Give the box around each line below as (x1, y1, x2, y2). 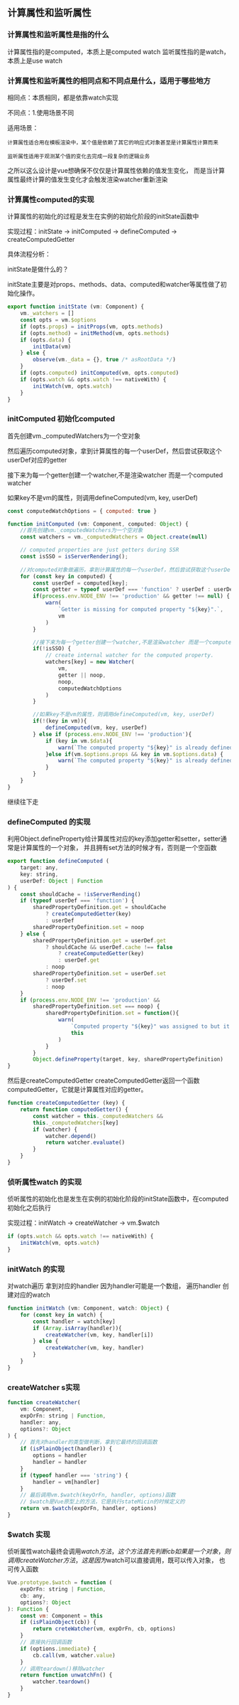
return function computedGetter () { (20, 1106, 129, 1113)
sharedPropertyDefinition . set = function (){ (45, 1009, 179, 1017)
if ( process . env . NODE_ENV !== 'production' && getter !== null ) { (33, 593, 230, 600)
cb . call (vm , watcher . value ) (33, 1652, 116, 1659)
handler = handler (33, 1459, 87, 1466)
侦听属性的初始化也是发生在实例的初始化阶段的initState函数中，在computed (7, 1194, 229, 1204)
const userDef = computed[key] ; (33, 579, 129, 587)
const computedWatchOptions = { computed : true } (7, 507, 157, 514)
